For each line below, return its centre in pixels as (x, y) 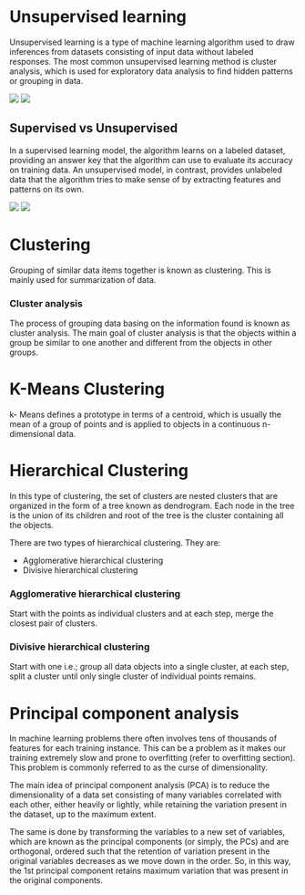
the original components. (56, 880)
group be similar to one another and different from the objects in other (141, 342)
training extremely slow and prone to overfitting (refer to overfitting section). (152, 758)
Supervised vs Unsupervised (94, 128)
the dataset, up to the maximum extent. (83, 815)
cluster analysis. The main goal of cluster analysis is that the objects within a (153, 333)
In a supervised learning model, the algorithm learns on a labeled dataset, (147, 150)
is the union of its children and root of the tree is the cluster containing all (147, 515)
